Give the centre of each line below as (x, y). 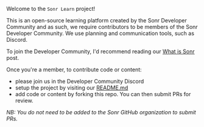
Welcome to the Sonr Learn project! (51, 9)
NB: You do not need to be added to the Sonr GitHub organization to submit (101, 112)
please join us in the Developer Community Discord (79, 81)
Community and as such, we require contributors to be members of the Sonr (102, 27)
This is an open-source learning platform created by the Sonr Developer (97, 20)
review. (24, 100)
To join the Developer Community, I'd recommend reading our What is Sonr (100, 51)
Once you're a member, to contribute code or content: (74, 70)
